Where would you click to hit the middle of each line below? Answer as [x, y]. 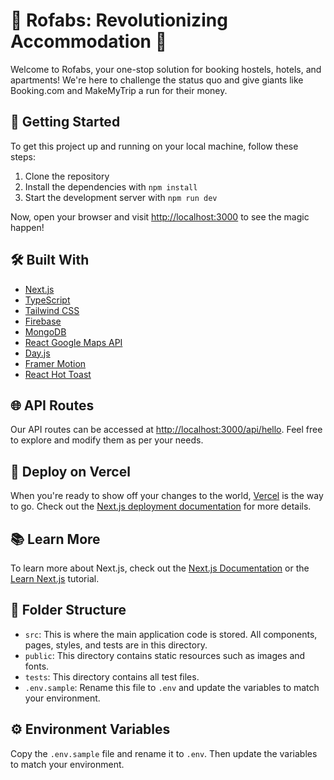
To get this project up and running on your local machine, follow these [154, 146]
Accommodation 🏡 [89, 41]
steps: [23, 156]
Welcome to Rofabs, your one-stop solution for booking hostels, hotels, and [166, 69]
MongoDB [45, 331]
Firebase [43, 321]
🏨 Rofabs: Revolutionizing [119, 20]
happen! [27, 227]
